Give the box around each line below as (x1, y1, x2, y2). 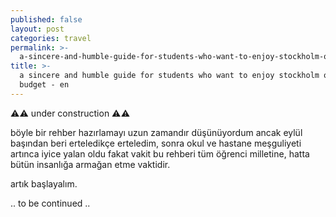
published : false (10, 14, 83, 25)
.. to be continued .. (10, 197, 91, 209)
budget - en (19, 80, 70, 90)
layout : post (10, 24, 65, 34)
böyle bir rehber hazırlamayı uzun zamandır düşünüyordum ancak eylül (10, 126, 303, 138)
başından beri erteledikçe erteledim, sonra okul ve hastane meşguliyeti (10, 137, 302, 149)
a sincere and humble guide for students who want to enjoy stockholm (19, 71, 320, 81)
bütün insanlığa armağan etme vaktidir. (10, 158, 171, 170)
